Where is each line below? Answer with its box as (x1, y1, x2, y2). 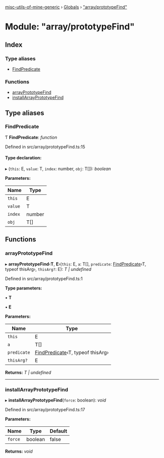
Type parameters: (5, 285, 42, 291)
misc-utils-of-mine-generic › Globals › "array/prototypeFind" (5, 4, 127, 10)
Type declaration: (5, 155, 42, 161)
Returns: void (5, 448, 33, 455)
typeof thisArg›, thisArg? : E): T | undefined (5, 266, 92, 272)
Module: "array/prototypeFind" (5, 21, 135, 32)
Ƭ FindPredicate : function (5, 134, 58, 140)
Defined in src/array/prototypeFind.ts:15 (5, 144, 85, 150)
